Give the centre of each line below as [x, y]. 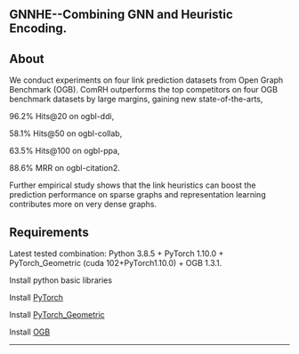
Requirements [49, 232]
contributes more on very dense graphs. [83, 205]
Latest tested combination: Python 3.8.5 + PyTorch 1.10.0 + [117, 253]
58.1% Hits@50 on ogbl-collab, [66, 133]
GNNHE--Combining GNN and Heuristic [121, 15]
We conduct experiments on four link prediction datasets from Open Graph [146, 80]
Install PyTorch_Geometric [57, 315]
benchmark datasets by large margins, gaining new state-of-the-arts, [136, 99]
